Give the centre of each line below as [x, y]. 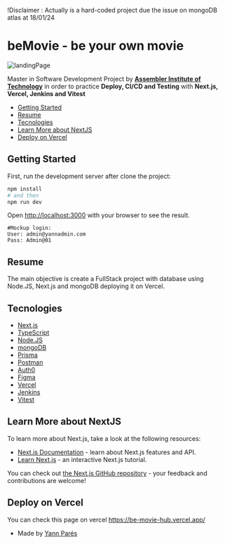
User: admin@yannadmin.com [47, 234]
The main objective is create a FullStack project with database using [106, 279]
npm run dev [25, 202]
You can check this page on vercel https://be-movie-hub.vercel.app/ [106, 519]
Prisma [28, 355]
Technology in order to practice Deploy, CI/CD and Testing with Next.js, [113, 86]
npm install [25, 189]
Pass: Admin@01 [29, 240]
